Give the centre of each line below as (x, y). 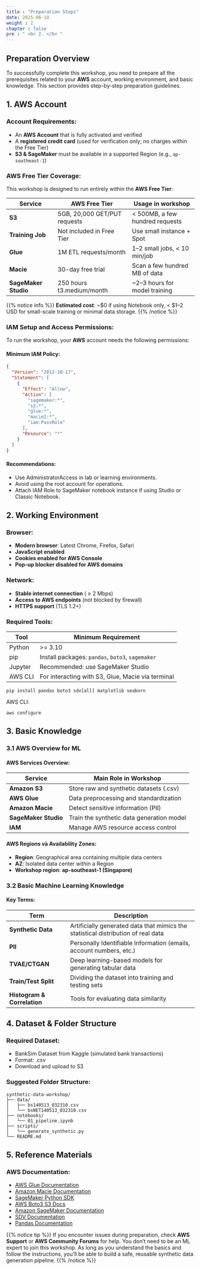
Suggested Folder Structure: (48, 1082)
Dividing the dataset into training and (121, 978)
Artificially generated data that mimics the (128, 925)
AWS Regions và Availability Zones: (51, 844)
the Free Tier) (32, 147)
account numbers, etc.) (103, 951)
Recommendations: (31, 464)
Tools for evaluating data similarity (118, 999)
